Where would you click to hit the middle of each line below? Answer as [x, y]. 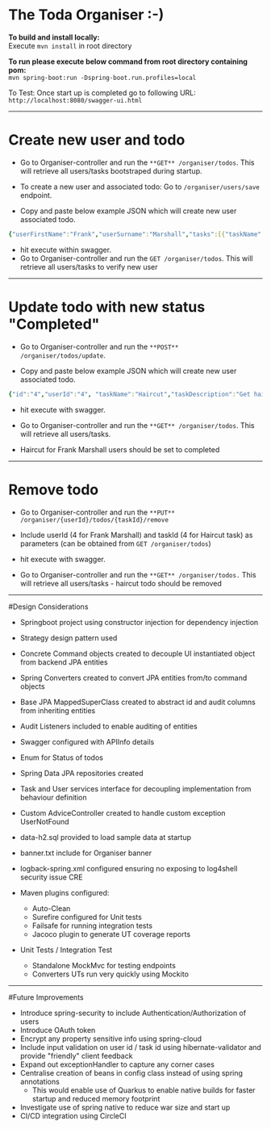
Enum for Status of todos [61, 758]
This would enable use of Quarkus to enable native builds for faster [144, 1090]
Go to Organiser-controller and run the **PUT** [98, 512]
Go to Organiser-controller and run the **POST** [99, 346]
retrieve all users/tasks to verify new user [89, 267]
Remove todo [54, 489]
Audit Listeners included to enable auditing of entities [108, 726]
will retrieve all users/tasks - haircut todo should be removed [121, 583]
